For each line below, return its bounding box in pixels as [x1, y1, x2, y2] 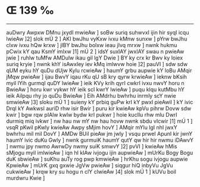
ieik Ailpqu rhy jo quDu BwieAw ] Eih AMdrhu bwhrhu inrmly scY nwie [6, 92, 177, 99]
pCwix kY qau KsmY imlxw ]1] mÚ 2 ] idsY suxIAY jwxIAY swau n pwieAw [6, 48, 185, 55]
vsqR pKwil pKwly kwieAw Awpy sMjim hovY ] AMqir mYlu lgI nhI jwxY [6, 123, 177, 131]
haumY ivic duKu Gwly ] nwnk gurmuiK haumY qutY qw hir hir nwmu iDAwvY [6, 136, 193, 144]
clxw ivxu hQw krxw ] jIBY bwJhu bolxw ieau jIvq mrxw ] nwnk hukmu [6, 41, 177, 48]
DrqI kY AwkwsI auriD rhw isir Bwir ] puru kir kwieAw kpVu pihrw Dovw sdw [6, 105, 192, 112]
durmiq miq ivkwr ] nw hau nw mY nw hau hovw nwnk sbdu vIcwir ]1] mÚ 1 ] [6, 117, 193, 124]
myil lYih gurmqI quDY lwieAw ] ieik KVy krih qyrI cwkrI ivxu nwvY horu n [6, 79, 185, 86]
